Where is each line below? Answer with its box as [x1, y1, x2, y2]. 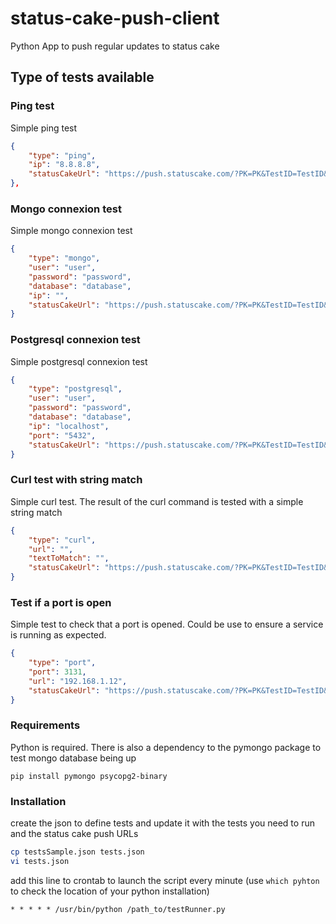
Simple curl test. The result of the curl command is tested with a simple [10, 495, 304, 507]
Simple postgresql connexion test [10, 355, 148, 367]
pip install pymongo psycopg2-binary [10, 771, 168, 781]
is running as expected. [10, 629, 107, 641]
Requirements [10, 718, 81, 732]
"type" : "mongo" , [28, 253, 101, 264]
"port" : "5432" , [28, 430, 97, 441]
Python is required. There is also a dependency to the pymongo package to [10, 741, 322, 753]
